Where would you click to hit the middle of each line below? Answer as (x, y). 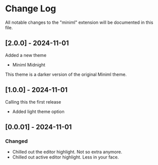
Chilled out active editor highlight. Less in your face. (66, 157)
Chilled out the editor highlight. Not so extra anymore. (67, 152)
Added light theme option (38, 111)
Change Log (31, 9)
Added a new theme (26, 55)
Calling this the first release (33, 102)
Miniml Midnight (29, 64)
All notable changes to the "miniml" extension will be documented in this (79, 22)
